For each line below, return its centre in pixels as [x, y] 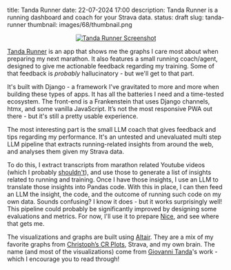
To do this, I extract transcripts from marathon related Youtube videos [106, 165]
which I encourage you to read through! [63, 259]
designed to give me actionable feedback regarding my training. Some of [111, 66]
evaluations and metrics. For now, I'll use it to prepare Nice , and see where [113, 216]
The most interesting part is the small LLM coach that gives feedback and [111, 129]
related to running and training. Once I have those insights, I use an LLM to [113, 180]
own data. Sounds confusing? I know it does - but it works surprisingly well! [115, 202]
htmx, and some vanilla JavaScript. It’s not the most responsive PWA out [110, 109]
